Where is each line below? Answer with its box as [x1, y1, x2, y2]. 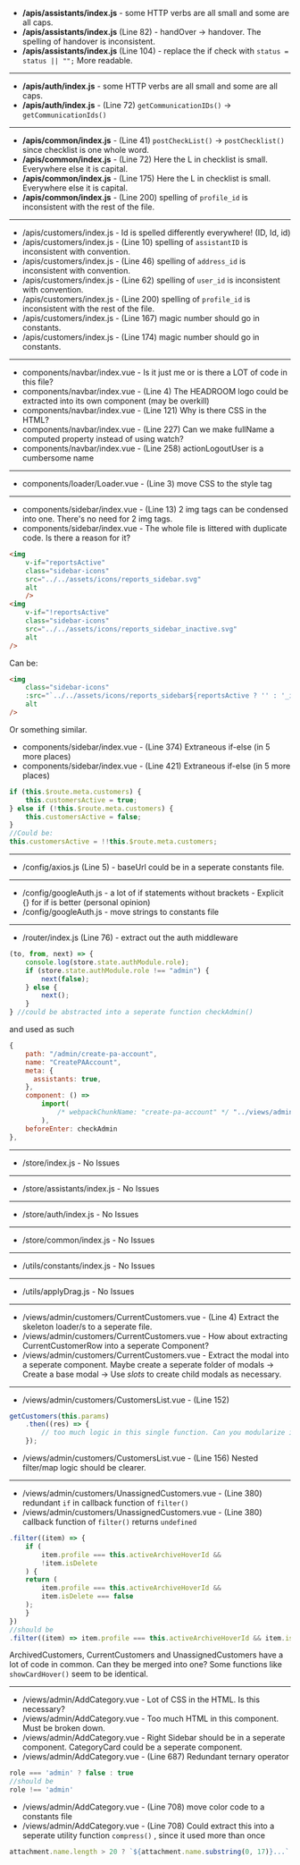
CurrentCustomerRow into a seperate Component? [21, 1340, 210, 1351]
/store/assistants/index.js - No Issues [21, 1183, 160, 1193]
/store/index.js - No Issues [21, 1157, 121, 1168]
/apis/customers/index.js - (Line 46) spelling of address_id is [21, 256, 246, 267]
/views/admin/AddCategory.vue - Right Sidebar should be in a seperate [21, 1733, 286, 1743]
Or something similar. [9, 724, 87, 734]
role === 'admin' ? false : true [9, 1768, 134, 1778]
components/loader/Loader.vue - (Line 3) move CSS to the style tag [21, 479, 272, 488]
